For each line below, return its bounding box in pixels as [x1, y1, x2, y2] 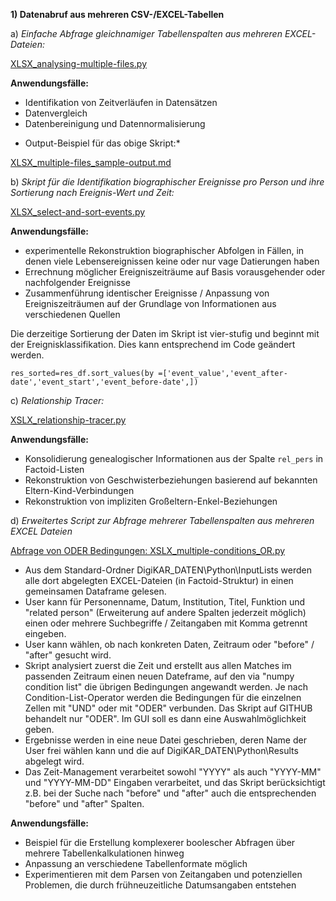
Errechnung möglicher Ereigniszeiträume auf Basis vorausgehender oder [24, 266, 326, 278]
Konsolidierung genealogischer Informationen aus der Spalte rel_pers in [24, 453, 324, 464]
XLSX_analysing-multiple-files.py [10, 58, 148, 69]
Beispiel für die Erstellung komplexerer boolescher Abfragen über [24, 837, 296, 848]
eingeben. [24, 628, 67, 639]
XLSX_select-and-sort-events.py [10, 206, 146, 218]
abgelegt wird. [24, 755, 85, 767]
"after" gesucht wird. [24, 649, 112, 661]
